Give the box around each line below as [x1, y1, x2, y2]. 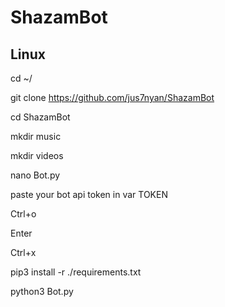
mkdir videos [10, 150, 64, 161]
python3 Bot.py [10, 286, 74, 297]
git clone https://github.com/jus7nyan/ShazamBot [10, 92, 215, 103]
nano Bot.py [10, 169, 61, 181]
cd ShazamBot [10, 111, 71, 123]
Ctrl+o [10, 208, 37, 220]
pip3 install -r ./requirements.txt [10, 266, 142, 278]
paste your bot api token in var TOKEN [10, 189, 168, 200]
